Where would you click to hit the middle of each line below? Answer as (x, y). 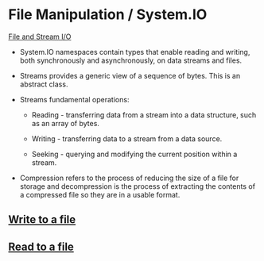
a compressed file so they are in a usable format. (100, 194)
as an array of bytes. (65, 123)
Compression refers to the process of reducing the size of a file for (129, 178)
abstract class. (44, 84)
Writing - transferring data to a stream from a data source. (127, 138)
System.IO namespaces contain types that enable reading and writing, (135, 52)
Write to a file (42, 220)
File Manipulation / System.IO (108, 15)
